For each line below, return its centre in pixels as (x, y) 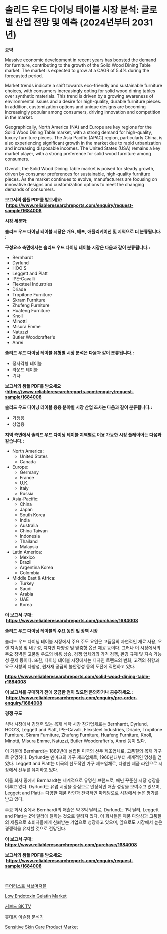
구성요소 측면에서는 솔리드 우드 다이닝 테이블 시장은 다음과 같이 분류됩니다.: (78, 247)
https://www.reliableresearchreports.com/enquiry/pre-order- (72, 697)
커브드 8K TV (18, 906)
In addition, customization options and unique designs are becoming (76, 106)
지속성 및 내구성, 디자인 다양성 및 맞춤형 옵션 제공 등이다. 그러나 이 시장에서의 (85, 648)
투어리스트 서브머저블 (26, 886)
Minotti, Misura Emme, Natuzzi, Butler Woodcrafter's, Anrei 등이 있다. (76, 741)
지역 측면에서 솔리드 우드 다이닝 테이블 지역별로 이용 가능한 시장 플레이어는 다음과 (83, 435)
